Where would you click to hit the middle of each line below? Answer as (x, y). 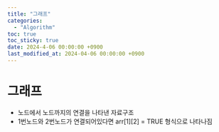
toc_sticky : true (33, 41)
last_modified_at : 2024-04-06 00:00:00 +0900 (76, 54)
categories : (25, 21)
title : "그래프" (29, 14)
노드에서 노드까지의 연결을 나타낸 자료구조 (76, 112)
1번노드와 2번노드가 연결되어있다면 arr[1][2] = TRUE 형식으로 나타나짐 (115, 121)
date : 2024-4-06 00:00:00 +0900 (55, 47)
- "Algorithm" (34, 27)
